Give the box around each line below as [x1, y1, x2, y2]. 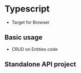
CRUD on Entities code [11, 46, 58, 52]
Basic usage [4, 33, 42, 42]
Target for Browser [11, 19, 50, 25]
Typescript [4, 3, 50, 15]
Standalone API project [4, 60, 76, 69]
